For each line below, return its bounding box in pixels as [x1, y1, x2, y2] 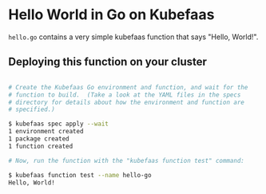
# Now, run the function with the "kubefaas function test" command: [8, 156, 245, 164]
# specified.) [8, 105, 56, 113]
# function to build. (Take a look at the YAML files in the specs [8, 90, 241, 99]
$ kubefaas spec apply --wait [8, 120, 109, 129]
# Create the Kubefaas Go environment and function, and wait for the [8, 83, 248, 91]
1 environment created [8, 128, 84, 136]
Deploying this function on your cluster [8, 55, 208, 69]
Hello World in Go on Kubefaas [8, 6, 215, 24]
